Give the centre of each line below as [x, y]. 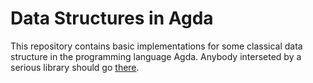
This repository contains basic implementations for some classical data [156, 46]
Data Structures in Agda [112, 18]
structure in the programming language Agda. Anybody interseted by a [156, 56]
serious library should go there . [75, 67]
